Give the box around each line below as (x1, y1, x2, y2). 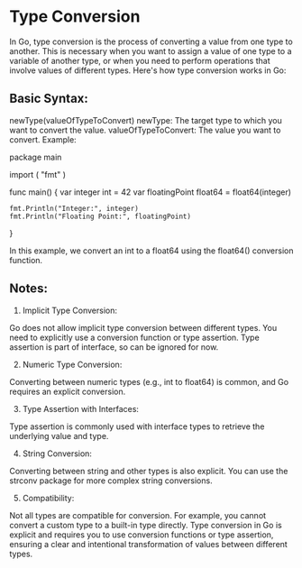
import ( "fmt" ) (9, 169, 66, 179)
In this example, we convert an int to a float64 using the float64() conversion (9, 245, 294, 256)
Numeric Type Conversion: (22, 359, 123, 370)
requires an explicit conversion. (9, 386, 126, 397)
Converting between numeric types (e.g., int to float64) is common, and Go (9, 376, 289, 387)
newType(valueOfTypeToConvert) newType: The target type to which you (9, 115, 282, 125)
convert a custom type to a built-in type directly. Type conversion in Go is (9, 519, 282, 530)
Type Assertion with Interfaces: (22, 403, 140, 414)
